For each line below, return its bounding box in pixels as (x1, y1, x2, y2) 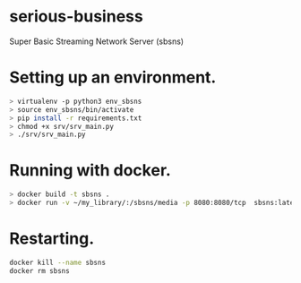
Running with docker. (9, 160, 172, 181)
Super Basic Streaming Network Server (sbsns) (9, 36, 185, 47)
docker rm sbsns (9, 266, 70, 275)
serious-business (9, 6, 143, 27)
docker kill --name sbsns (9, 258, 106, 267)
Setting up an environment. (9, 67, 217, 88)
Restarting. (9, 228, 95, 249)
